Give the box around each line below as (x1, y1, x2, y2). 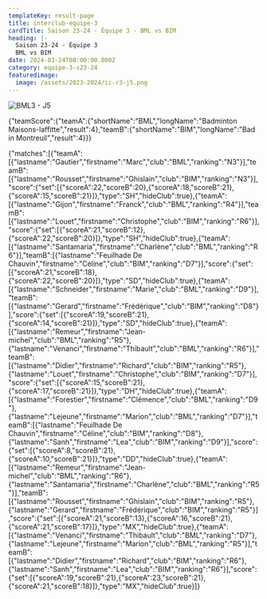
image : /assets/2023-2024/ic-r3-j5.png (15, 78, 148, 86)
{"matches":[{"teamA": (8, 149, 84, 158)
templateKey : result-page (8, 11, 94, 20)
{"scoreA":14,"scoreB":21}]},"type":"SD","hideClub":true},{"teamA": (8, 318, 228, 327)
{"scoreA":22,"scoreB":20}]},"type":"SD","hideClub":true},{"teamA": (8, 276, 231, 285)
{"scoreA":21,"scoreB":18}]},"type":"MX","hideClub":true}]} (8, 581, 201, 591)
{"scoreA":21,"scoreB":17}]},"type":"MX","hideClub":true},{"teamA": (8, 522, 229, 531)
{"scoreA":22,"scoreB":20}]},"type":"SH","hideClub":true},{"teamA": (8, 233, 231, 243)
